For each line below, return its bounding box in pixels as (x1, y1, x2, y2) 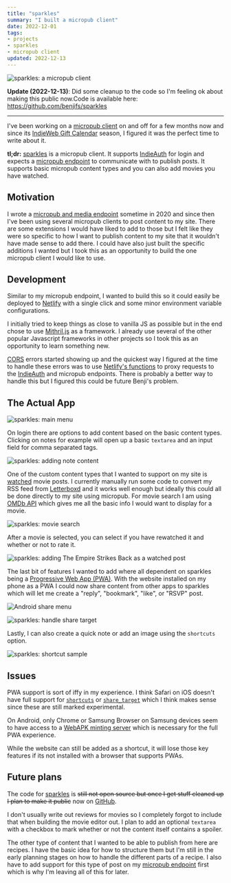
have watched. (7, 172, 49, 180)
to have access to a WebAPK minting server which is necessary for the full (7, 724, 218, 731)
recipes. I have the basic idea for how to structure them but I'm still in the (7, 845, 214, 854)
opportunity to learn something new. (7, 342, 110, 350)
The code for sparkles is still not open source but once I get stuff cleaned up (7, 789, 224, 798)
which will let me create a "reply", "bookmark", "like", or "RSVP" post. (7, 590, 204, 598)
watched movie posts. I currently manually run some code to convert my (7, 477, 212, 486)
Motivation (7, 191, 55, 203)
